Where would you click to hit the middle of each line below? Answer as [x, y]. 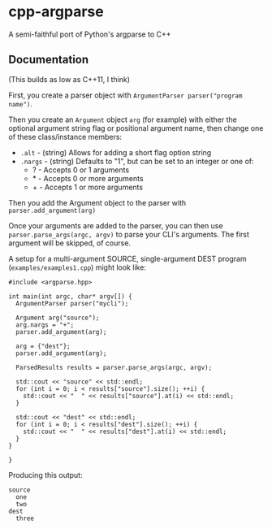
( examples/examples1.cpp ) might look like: [77, 267]
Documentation [49, 60]
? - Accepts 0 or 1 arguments [81, 170]
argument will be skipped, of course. [70, 243]
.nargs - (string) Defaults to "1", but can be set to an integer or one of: [137, 161]
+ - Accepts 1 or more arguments [88, 187]
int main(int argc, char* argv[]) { [70, 296]
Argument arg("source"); [58, 318]
